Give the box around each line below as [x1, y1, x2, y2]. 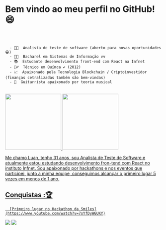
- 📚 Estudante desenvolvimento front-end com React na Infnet [9, 59, 145, 64]
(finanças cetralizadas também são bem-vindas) [5, 75, 106, 80]
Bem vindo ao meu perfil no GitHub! [5, 3, 156, 15]
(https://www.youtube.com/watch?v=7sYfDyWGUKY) [5, 211, 106, 216]
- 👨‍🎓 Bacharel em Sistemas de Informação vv [9, 54, 106, 59]
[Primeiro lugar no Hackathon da [9, 206, 79, 212]
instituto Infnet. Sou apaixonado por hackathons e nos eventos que [5, 165, 143, 171]
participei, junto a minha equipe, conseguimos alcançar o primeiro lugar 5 [5, 170, 156, 176]
